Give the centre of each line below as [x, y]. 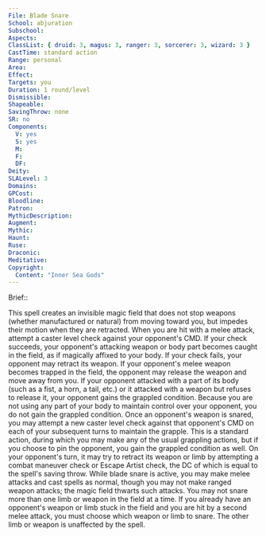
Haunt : [19, 238]
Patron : [21, 208]
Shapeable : [26, 104]
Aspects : [23, 38]
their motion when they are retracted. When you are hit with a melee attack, [132, 330]
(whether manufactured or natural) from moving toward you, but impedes [128, 321]
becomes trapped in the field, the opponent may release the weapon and [127, 372]
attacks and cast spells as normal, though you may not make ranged [120, 482]
